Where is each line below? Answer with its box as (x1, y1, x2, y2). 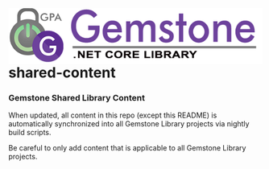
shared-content (8, 64, 116, 81)
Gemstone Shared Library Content (8, 92, 146, 103)
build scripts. (8, 128, 52, 138)
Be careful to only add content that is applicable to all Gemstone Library (8, 143, 246, 153)
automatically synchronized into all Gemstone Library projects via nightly (8, 119, 250, 129)
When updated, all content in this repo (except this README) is (8, 110, 217, 120)
